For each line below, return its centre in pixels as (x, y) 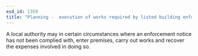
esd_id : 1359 (22, 11)
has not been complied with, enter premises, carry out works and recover (95, 40)
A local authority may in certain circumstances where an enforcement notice (99, 34)
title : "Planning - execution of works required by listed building (93, 17)
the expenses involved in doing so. (48, 46)
